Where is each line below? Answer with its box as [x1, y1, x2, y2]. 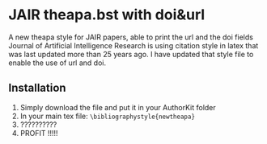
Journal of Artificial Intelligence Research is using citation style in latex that [8, 40, 259, 50]
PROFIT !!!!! [19, 128, 58, 138]
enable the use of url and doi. [8, 58, 107, 68]
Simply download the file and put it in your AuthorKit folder [19, 102, 216, 112]
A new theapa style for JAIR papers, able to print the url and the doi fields [8, 32, 253, 42]
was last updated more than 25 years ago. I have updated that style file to [8, 49, 254, 59]
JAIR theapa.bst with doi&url [8, 6, 206, 24]
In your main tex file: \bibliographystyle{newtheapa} [19, 111, 196, 121]
